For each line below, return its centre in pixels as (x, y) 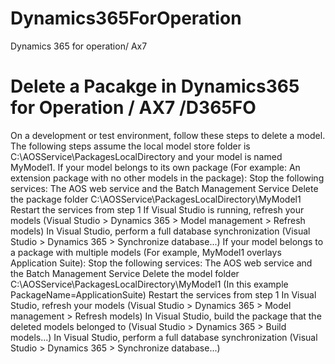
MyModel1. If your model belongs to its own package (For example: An (155, 167)
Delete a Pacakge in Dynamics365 (155, 86)
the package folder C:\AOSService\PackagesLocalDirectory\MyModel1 (156, 199)
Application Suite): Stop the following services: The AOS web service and (161, 263)
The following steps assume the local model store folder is (130, 146)
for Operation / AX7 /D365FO (133, 108)
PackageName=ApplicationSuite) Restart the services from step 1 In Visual (163, 294)
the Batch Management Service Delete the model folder (125, 273)
